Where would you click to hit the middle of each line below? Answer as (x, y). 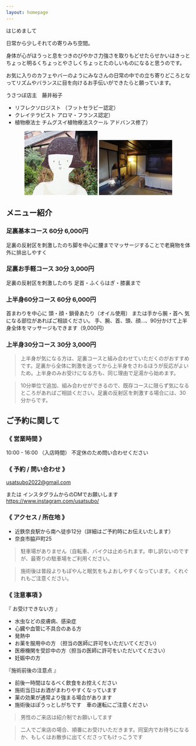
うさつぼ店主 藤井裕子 (34, 95)
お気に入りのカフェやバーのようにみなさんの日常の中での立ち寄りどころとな (98, 75)
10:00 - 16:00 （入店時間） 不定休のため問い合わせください (77, 453)
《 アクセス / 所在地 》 (37, 517)
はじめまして (21, 30)
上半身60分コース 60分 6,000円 (51, 299)
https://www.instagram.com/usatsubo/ (53, 501)
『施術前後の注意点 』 (32, 670)
